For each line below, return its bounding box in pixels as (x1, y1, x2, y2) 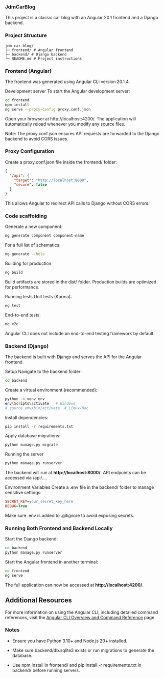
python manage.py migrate (5, 442, 58, 448)
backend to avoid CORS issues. (5, 136, 69, 141)
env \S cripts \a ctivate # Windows (5, 401, 76, 406)
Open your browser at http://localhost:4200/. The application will (5, 115, 136, 121)
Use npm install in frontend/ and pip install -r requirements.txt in (12, 662, 141, 668)
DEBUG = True (5, 504, 27, 509)
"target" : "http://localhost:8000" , (14, 178, 89, 183)
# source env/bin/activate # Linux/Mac (5, 405, 89, 411)
